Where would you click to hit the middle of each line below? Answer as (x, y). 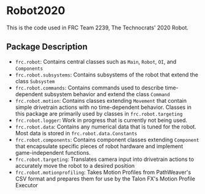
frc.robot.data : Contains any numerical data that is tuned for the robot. (106, 127)
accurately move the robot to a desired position (75, 165)
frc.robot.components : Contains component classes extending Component (107, 140)
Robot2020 (36, 11)
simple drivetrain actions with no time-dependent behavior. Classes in (103, 107)
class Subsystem (35, 81)
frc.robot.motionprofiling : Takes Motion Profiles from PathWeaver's (103, 172)
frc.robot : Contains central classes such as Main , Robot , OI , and (96, 61)
